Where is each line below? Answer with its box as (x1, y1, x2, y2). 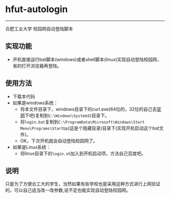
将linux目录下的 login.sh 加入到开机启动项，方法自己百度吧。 (20, 150, 146, 156)
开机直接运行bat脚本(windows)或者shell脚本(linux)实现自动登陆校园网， (12, 56, 162, 62)
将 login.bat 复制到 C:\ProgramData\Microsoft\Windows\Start (20, 118, 145, 125)
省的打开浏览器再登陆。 (12, 62, 62, 69)
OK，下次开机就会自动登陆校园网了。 (20, 138, 98, 144)
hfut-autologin (5, 4, 68, 15)
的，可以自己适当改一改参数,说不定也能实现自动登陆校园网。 (5, 187, 131, 193)
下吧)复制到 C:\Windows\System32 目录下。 (24, 112, 110, 118)
